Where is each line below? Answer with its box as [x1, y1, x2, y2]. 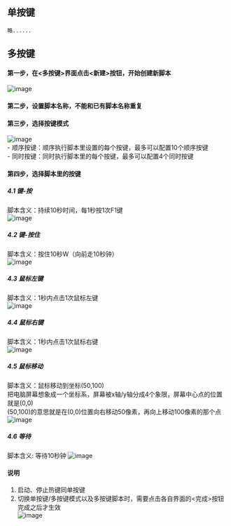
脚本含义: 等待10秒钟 [7, 451, 66, 459]
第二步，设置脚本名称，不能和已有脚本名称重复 [7, 102, 142, 110]
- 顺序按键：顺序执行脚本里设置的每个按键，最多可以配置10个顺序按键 [7, 143, 209, 152]
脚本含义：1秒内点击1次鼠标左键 [7, 293, 99, 302]
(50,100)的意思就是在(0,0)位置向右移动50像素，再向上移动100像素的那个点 [7, 407, 222, 416]
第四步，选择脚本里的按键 [7, 169, 81, 177]
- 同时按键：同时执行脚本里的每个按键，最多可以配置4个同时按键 [7, 152, 194, 161]
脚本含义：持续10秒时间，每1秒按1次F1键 [7, 205, 123, 214]
